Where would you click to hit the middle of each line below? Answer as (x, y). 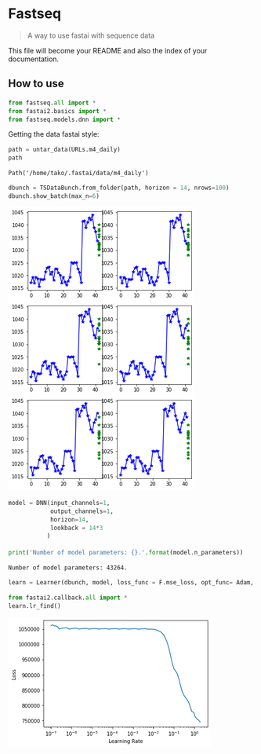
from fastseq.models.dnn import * (65, 119)
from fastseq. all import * (52, 103)
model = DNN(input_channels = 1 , (59, 503)
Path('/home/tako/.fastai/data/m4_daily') (78, 174)
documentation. (34, 59)
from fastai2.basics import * (58, 111)
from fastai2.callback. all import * (68, 598)
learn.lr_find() (34, 606)
